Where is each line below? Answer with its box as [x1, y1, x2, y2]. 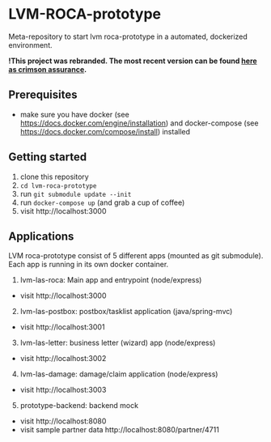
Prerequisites [8, 88, 78, 102]
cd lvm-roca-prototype [19, 181, 97, 190]
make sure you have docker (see [19, 109, 129, 119]
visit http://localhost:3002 [19, 354, 107, 363]
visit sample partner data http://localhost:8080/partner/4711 [19, 425, 220, 435]
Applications [8, 229, 74, 243]
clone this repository [19, 172, 89, 181]
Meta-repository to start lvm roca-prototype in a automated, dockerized [8, 32, 248, 41]
